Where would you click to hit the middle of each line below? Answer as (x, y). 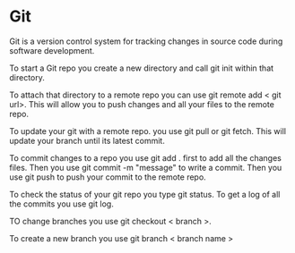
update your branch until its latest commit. (87, 140)
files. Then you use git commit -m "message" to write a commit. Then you (146, 167)
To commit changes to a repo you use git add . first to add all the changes (146, 157)
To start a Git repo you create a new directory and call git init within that (142, 68)
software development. (52, 50)
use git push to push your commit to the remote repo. (108, 177)
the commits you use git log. (61, 204)
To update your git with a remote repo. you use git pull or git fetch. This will (148, 131)
